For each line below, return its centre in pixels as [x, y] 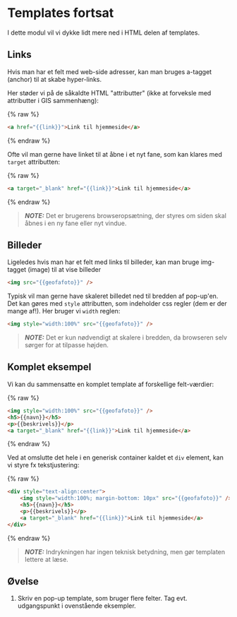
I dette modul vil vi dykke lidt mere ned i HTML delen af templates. [103, 32]
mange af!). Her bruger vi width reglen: [64, 311]
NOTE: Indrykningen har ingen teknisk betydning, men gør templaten [125, 551]
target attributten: [34, 162]
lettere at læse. [46, 559]
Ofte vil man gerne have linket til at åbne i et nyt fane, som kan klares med [115, 154]
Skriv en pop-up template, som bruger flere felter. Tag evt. [102, 599]
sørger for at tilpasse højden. [67, 345]
